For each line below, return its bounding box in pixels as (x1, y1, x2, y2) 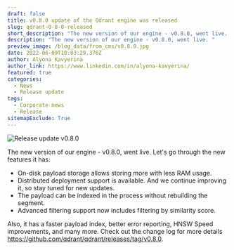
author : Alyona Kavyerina (7, 56, 83, 63)
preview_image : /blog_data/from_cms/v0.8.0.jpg (7, 43, 150, 50)
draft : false (7, 10, 46, 18)
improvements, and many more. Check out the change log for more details (7, 227, 223, 235)
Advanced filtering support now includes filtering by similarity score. (17, 206, 216, 214)
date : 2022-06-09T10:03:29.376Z (7, 50, 102, 57)
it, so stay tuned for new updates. (17, 183, 115, 192)
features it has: (7, 155, 51, 164)
